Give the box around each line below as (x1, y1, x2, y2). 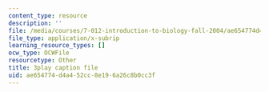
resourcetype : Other (8, 57, 78, 65)
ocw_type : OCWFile (8, 49, 70, 57)
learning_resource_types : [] (8, 42, 106, 50)
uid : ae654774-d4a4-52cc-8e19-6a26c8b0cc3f (8, 71, 156, 79)
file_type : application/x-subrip (8, 34, 120, 42)
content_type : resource (8, 11, 88, 20)
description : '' (8, 19, 62, 27)
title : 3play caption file (8, 64, 98, 72)
